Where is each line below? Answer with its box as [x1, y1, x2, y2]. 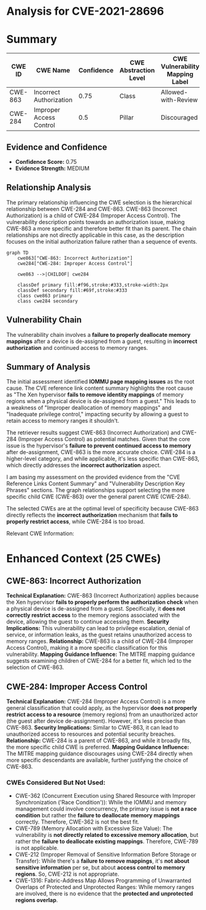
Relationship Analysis [6, 182, 91, 193]
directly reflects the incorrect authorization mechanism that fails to [6, 511, 178, 519]
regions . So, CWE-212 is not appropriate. [15, 870, 120, 878]
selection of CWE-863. [6, 664, 64, 671]
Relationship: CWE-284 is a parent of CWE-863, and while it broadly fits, [6, 737, 192, 744]
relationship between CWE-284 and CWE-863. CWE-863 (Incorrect [6, 205, 178, 212]
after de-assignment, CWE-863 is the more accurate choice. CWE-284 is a [6, 449, 196, 456]
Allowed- [161, 88, 188, 96]
